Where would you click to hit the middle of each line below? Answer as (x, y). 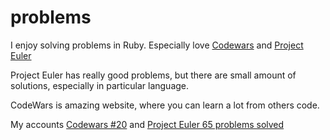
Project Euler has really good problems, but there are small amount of (153, 75)
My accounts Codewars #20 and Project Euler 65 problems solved (147, 124)
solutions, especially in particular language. (100, 85)
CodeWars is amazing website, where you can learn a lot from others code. (165, 105)
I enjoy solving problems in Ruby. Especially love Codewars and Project (157, 45)
